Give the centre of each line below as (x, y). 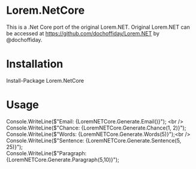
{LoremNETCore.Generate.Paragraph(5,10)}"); (63, 159)
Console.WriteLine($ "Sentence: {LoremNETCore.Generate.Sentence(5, (94, 140)
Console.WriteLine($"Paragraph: (46, 153)
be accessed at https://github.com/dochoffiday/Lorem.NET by (83, 33)
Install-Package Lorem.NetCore (45, 80)
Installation (35, 64)
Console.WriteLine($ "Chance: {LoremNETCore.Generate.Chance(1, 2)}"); (96, 128)
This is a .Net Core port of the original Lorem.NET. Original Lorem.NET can (98, 27)
